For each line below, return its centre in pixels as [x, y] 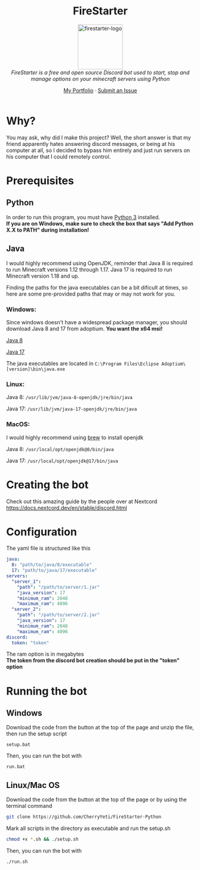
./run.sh [17, 862]
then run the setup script [37, 734]
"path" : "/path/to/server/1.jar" [59, 587]
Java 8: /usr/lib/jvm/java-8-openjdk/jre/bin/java [70, 397]
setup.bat [19, 745]
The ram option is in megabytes [45, 654]
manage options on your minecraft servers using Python [100, 78]
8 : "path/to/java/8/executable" [52, 565]
